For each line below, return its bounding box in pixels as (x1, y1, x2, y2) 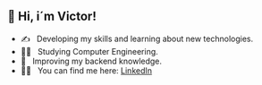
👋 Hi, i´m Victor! (7, 9, 97, 24)
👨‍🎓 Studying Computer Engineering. (20, 46, 159, 56)
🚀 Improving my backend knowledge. (20, 55, 162, 66)
